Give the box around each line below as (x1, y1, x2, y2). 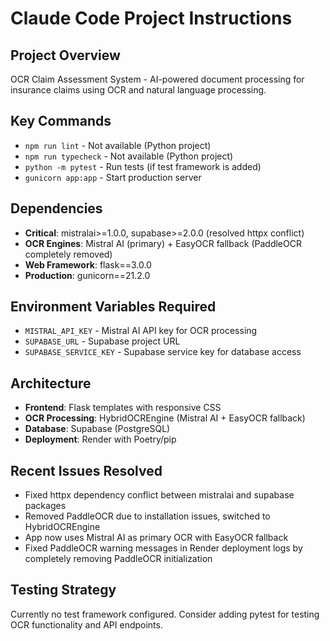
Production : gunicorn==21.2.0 (24, 269, 151, 281)
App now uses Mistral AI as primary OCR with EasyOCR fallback (24, 532, 289, 544)
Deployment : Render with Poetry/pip (24, 433, 177, 446)
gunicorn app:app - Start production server (24, 171, 202, 183)
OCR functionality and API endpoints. (10, 618, 163, 631)
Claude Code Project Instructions (10, 7, 293, 30)
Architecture (10, 375, 92, 392)
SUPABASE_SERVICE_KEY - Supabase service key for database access (24, 346, 302, 358)
